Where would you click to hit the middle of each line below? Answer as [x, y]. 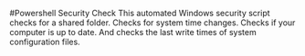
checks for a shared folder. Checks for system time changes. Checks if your [152, 23]
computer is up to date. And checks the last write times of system [133, 32]
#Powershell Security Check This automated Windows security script [140, 13]
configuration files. [45, 42]
